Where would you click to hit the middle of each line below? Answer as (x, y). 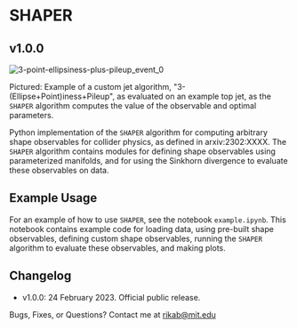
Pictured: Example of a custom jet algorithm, (90, 87)
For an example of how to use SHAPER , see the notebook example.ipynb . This (148, 220)
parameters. (32, 115)
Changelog (40, 276)
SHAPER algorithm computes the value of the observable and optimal (133, 106)
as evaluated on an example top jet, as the (194, 96)
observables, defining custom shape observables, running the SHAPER (136, 238)
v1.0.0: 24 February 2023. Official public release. (111, 297)
